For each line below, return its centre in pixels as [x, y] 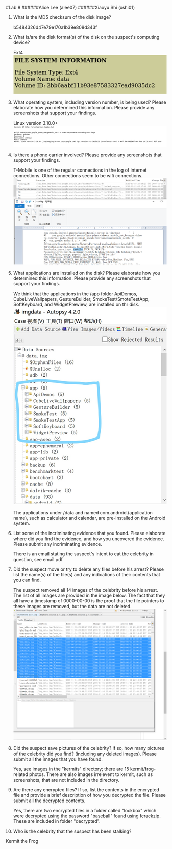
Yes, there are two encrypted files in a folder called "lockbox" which [85, 810]
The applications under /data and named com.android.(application [83, 513]
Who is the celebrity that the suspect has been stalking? [72, 831]
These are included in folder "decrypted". [57, 821]
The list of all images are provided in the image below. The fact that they [89, 596]
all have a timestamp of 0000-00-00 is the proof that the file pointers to [89, 601]
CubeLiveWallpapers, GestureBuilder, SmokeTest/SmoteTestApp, [81, 299]
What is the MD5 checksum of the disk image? [62, 17]
